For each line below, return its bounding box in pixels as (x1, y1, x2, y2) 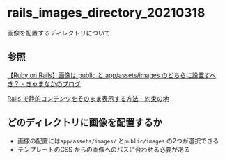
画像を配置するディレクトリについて (7, 29, 111, 37)
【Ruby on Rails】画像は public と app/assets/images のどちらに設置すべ (7, 71, 217, 79)
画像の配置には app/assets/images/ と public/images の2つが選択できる (17, 136, 219, 145)
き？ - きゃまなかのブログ (7, 79, 82, 88)
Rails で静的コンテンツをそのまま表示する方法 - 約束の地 (7, 94, 169, 102)
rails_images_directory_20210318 (7, 5, 205, 21)
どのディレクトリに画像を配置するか (7, 117, 162, 129)
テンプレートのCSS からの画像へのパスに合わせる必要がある (17, 145, 190, 154)
